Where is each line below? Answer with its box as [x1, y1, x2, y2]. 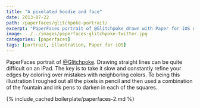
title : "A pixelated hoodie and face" [6, 8, 102, 15]
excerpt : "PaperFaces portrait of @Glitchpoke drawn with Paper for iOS [6, 25, 190, 32]
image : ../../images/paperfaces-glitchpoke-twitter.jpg [6, 31, 148, 37]
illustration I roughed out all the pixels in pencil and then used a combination [6, 77, 193, 84]
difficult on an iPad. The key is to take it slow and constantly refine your [6, 64, 182, 72]
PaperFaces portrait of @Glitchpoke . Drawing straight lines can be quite [6, 58, 183, 66]
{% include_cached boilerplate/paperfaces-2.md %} [6, 95, 135, 102]
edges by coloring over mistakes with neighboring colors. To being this [6, 71, 180, 78]
